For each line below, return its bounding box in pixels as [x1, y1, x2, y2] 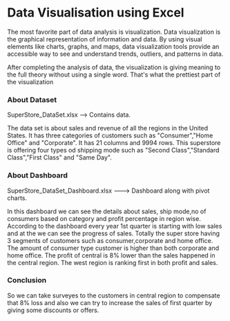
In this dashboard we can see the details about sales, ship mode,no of [7, 207, 207, 215]
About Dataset [7, 95, 57, 104]
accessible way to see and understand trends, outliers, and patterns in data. [7, 50, 224, 58]
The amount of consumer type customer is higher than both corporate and [7, 244, 220, 252]
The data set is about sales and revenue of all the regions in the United [7, 124, 209, 133]
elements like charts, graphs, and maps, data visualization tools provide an [7, 42, 220, 50]
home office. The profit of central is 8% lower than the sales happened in [7, 251, 215, 260]
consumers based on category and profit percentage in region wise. [7, 214, 202, 222]
